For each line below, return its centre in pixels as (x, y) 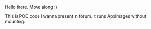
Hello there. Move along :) (31, 7)
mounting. (15, 22)
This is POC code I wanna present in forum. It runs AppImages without (75, 16)
